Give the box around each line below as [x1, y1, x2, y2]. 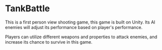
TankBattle [5, 3, 50, 14]
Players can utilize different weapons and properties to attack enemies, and [5, 34, 158, 40]
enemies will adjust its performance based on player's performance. [5, 24, 143, 30]
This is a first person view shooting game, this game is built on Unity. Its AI [5, 19, 156, 25]
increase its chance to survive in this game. [5, 39, 93, 45]
